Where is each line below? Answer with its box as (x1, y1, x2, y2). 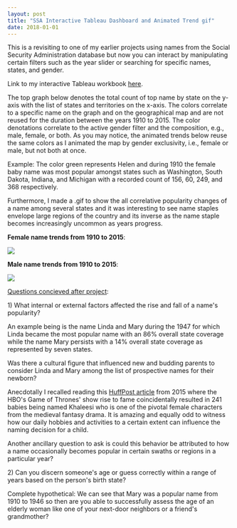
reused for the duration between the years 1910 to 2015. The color (7, 116, 201, 125)
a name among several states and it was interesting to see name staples (7, 204, 219, 213)
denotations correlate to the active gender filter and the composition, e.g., (7, 124, 224, 132)
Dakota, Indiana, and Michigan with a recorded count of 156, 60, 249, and (7, 175, 223, 184)
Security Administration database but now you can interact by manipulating (7, 51, 228, 59)
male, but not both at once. (7, 147, 87, 155)
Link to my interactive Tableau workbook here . (7, 80, 144, 88)
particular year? (7, 455, 53, 463)
